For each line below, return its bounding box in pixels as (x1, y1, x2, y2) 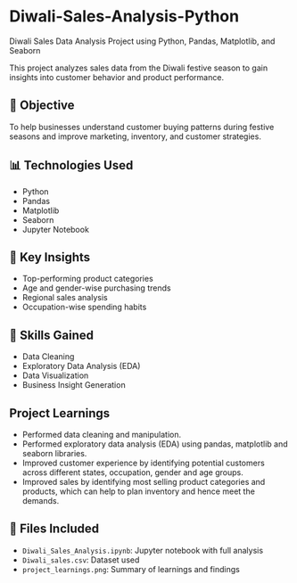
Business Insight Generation (21, 380, 127, 390)
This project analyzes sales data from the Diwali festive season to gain (9, 62, 268, 73)
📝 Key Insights (9, 250, 91, 265)
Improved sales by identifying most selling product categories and (21, 477, 266, 487)
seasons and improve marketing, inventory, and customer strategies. (9, 131, 261, 142)
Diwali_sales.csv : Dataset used (21, 554, 140, 565)
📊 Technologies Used (9, 158, 134, 173)
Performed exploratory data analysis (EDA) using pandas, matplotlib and (21, 439, 288, 449)
